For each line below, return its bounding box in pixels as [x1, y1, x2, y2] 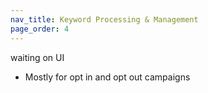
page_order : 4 [10, 24, 70, 34]
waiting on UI [10, 51, 65, 63]
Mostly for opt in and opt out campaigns [24, 71, 191, 83]
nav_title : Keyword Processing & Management [10, 14, 199, 25]
